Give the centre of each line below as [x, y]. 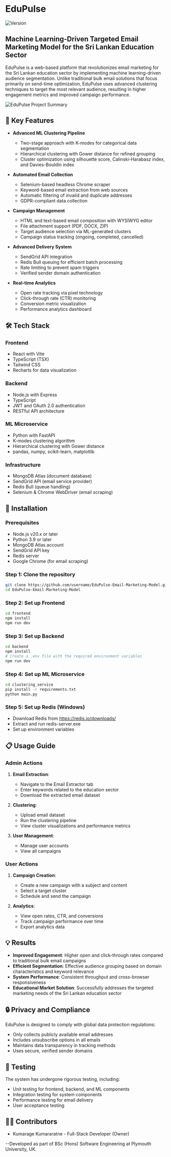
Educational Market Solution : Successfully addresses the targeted [83, 988]
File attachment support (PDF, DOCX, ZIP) [64, 226]
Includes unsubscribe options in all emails [56, 1040]
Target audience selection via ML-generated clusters [76, 231]
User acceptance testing [38, 1105]
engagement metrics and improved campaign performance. [68, 95]
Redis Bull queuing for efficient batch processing [71, 262]
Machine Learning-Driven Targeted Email [72, 39]
